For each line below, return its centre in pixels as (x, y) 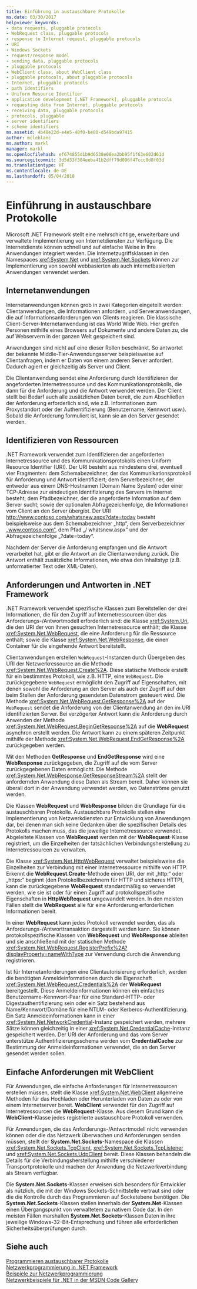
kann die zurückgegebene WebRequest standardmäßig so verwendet (91, 886)
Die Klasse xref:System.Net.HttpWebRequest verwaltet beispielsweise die (95, 861)
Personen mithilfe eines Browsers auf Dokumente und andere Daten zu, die (97, 330)
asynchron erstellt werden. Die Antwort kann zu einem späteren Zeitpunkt (96, 733)
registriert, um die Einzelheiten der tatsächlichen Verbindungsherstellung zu (98, 843)
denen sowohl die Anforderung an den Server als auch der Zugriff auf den (96, 689)
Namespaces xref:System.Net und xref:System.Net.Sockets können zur (93, 259)
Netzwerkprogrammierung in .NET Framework (62, 1267)
